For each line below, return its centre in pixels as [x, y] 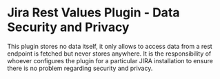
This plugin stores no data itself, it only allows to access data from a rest [110, 46]
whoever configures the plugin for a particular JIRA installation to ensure [110, 60]
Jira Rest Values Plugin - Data [94, 13]
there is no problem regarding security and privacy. [80, 68]
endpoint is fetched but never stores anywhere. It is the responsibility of [109, 54]
